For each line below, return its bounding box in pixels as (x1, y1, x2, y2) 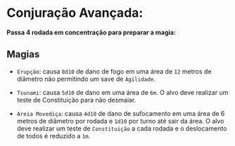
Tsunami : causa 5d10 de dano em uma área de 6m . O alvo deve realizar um (16, 88, 229, 96)
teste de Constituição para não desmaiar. (16, 95, 136, 104)
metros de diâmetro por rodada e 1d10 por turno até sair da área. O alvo (16, 117, 224, 125)
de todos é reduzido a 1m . (16, 131, 91, 140)
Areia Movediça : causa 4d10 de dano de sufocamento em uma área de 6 (16, 109, 225, 117)
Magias (6, 48, 40, 60)
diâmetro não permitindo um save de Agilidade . (16, 74, 155, 83)
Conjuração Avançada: (6, 5, 144, 21)
